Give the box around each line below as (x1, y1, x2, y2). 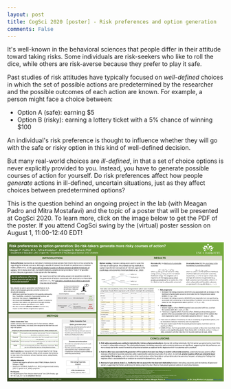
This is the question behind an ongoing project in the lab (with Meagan (7, 199, 208, 208)
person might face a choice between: (7, 95, 113, 103)
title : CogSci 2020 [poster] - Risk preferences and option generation (7, 18, 217, 25)
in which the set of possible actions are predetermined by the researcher (7, 80, 214, 89)
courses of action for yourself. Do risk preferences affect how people (7, 172, 203, 180)
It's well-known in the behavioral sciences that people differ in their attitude (7, 45, 221, 54)
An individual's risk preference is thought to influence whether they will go (7, 136, 218, 144)
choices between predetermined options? (7, 186, 126, 194)
